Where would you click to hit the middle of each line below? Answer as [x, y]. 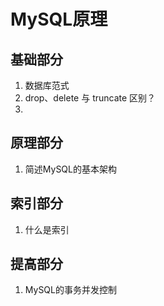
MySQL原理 [59, 19]
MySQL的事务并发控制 [70, 290]
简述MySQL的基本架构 [70, 169]
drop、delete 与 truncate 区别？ [90, 98]
